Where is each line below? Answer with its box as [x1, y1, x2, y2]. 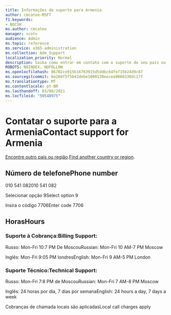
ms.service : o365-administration [5, 46, 77, 51]
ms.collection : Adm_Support [5, 50, 66, 55]
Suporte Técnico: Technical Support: [5, 267, 98, 274]
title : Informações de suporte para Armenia [5, 7, 102, 13]
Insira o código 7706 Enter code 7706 [5, 202, 83, 208]
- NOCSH [5, 22, 22, 27]
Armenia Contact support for [5, 126, 129, 138]
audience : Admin [5, 36, 40, 41]
